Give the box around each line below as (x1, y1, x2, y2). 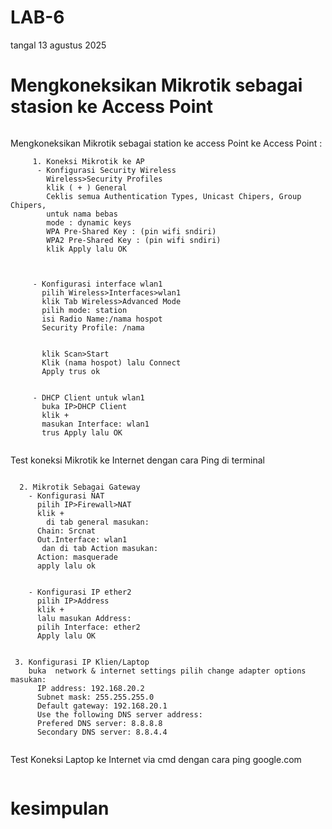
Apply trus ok (41, 366, 101, 376)
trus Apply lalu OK (41, 427, 123, 438)
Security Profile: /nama (41, 322, 145, 333)
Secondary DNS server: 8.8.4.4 (36, 727, 168, 737)
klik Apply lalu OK (46, 244, 128, 254)
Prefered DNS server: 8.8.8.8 (36, 718, 163, 728)
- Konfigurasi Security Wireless (36, 165, 177, 175)
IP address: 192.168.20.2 (36, 683, 145, 693)
